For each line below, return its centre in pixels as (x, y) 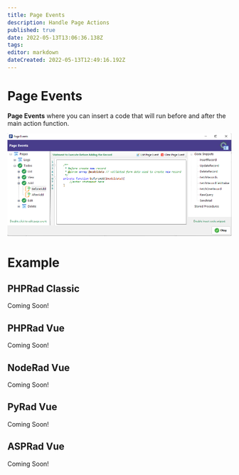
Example (33, 262)
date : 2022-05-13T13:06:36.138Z (55, 38)
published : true (31, 30)
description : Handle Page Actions (59, 22)
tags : (15, 45)
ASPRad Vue (36, 447)
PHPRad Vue (36, 328)
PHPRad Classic (43, 288)
